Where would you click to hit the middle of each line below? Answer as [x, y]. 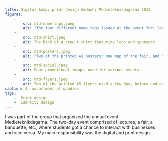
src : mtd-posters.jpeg [47, 51]
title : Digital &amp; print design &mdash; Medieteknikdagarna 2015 [78, 10]
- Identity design [34, 103]
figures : [14, 14]
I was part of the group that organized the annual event [62, 117]
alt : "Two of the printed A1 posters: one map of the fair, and [91, 56]
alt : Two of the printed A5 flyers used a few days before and [90, 84]
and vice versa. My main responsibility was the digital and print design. [78, 133]
